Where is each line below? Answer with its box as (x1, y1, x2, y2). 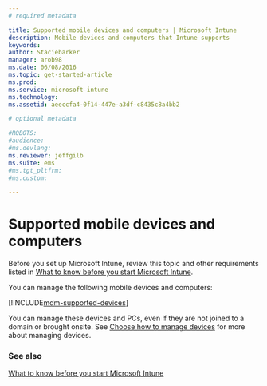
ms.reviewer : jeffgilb (8, 151, 84, 160)
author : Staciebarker (8, 49, 80, 57)
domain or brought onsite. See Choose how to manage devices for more (8, 322, 245, 332)
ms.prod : (8, 78, 37, 86)
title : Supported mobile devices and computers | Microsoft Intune (8, 26, 238, 34)
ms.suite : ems (8, 159, 56, 167)
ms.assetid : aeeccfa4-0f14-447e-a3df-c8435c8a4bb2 (8, 101, 180, 109)
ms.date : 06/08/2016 (8, 63, 77, 72)
